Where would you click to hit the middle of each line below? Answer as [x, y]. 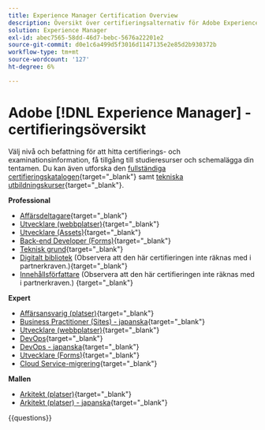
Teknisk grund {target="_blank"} [71, 249]
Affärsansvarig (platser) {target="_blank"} [87, 313]
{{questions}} [30, 417]
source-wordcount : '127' [49, 60]
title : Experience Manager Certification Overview [93, 15]
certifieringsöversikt [77, 129]
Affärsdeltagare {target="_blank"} [73, 215]
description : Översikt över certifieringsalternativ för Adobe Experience [134, 23]
